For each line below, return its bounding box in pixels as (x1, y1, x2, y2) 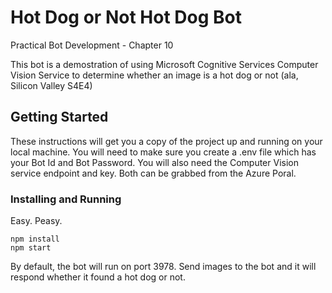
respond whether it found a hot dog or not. (10, 271, 186, 283)
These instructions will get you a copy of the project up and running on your (10, 135, 323, 147)
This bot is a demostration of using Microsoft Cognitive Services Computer (10, 58, 319, 70)
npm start (10, 243, 52, 253)
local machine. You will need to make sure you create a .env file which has (10, 146, 317, 158)
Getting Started (10, 109, 109, 126)
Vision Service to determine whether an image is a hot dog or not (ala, (10, 69, 299, 81)
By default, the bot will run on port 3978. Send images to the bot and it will (10, 261, 317, 273)
